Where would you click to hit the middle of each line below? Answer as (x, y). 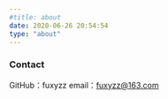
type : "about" (35, 34)
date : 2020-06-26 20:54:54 (59, 26)
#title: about (35, 17)
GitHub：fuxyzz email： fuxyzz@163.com (84, 85)
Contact (27, 65)
